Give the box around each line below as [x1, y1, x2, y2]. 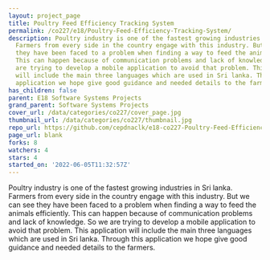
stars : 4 [8, 153, 38, 161]
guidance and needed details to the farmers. [8, 242, 156, 253]
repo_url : [8, 124, 42, 132]
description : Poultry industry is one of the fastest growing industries [8, 34, 261, 43]
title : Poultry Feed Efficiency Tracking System [8, 19, 174, 27]
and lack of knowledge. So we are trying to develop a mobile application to [8, 217, 256, 227]
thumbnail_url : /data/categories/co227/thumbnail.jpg [8, 116, 193, 124]
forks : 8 [8, 138, 38, 147]
